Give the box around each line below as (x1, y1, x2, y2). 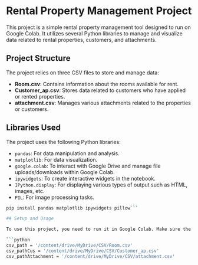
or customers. (14, 105, 49, 113)
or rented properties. (14, 93, 65, 100)
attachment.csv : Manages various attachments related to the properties (14, 99, 192, 106)
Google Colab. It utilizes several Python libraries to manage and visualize (6, 30, 183, 37)
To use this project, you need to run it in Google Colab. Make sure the (6, 226, 192, 233)
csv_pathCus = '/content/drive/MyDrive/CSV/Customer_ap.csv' (6, 248, 160, 254)
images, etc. (14, 187, 45, 194)
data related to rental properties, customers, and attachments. (6, 36, 157, 43)
